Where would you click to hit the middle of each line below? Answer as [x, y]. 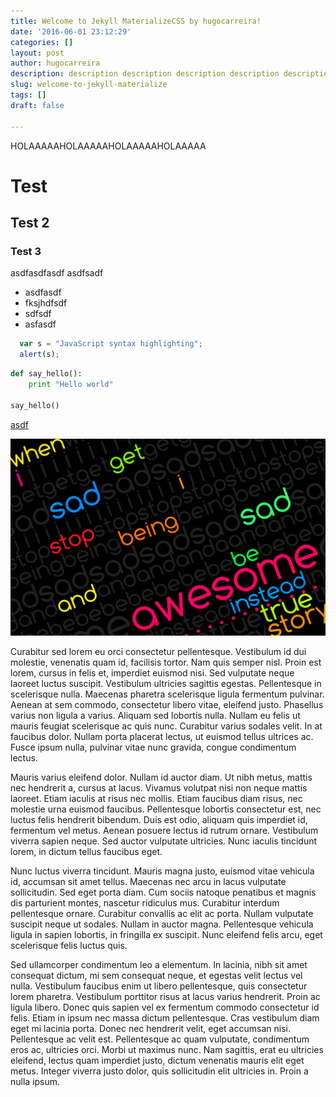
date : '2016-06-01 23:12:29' [71, 31]
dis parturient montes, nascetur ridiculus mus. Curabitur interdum [145, 902]
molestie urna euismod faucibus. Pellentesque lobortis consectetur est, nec [166, 809]
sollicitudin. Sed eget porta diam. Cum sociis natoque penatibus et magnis [163, 892]
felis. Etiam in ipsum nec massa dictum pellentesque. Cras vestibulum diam [165, 1017]
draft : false [37, 105]
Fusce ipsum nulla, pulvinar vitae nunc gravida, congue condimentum [153, 747]
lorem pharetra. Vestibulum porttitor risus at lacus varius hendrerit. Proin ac [165, 996]
